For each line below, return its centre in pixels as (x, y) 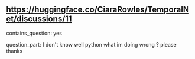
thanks (14, 51)
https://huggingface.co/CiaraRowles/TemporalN (97, 10)
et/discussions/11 (39, 19)
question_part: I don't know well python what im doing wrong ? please (91, 44)
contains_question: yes (34, 33)
